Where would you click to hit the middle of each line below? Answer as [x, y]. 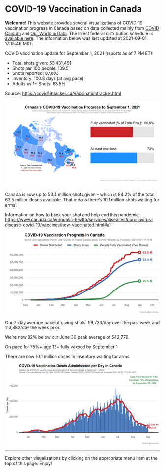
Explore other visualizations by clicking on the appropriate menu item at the [82, 458]
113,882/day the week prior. [33, 328]
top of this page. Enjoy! [28, 463]
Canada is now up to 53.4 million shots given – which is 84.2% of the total [80, 194]
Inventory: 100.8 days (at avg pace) [48, 78]
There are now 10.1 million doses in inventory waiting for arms [67, 357]
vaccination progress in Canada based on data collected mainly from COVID [82, 28]
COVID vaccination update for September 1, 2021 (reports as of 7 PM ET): [79, 53]
